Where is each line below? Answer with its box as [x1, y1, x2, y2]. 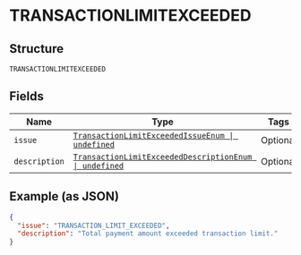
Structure [9, 41, 64, 56]
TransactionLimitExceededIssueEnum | [73, 131, 235, 140]
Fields [9, 89, 45, 104]
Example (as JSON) [9, 189, 119, 204]
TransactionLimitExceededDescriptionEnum [73, 151, 253, 162]
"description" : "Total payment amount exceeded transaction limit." [17, 229, 279, 238]
